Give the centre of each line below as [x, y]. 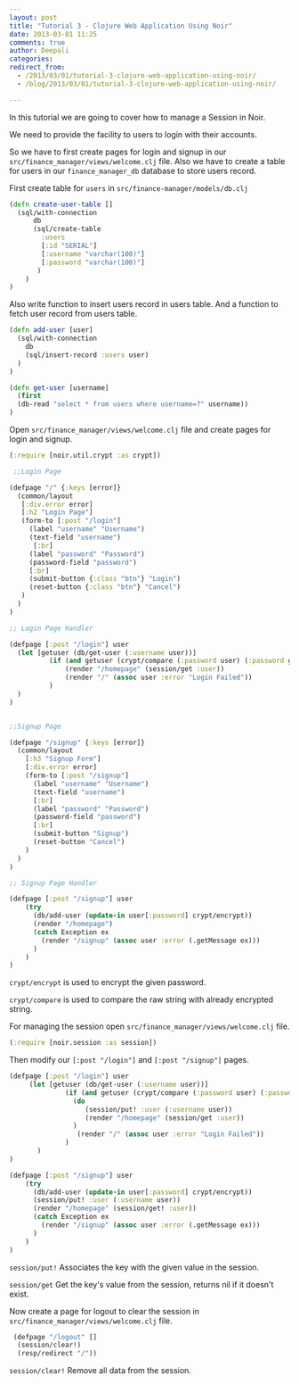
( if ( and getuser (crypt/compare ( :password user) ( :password [166, 661]
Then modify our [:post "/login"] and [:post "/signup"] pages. [129, 1060]
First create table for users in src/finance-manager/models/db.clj [129, 187]
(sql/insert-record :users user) [87, 355]
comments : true [37, 42]
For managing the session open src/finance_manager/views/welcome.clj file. [149, 1026]
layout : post [33, 17]
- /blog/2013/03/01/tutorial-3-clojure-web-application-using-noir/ [147, 84]
